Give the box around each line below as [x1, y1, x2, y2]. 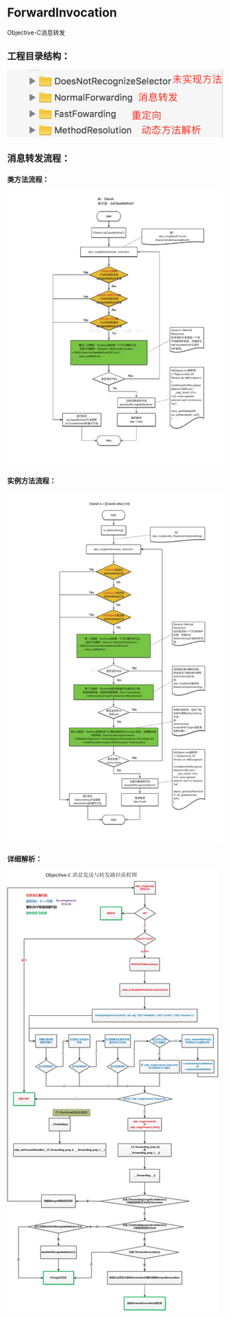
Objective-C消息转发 [7, 28, 66, 36]
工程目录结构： [7, 50, 71, 63]
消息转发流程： [7, 152, 71, 164]
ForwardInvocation [7, 5, 118, 21]
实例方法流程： [7, 476, 57, 486]
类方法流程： [7, 174, 50, 184]
